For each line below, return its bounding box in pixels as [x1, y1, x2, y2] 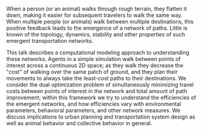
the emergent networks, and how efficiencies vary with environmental [6, 100, 181, 108]
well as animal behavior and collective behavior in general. [6, 120, 153, 126]
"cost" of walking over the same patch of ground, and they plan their [6, 68, 178, 75]
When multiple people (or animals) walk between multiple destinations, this [6, 18, 194, 25]
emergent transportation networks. [6, 37, 94, 44]
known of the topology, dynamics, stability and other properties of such [6, 31, 186, 38]
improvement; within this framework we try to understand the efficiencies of [6, 94, 197, 101]
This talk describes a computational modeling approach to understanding [6, 49, 190, 56]
